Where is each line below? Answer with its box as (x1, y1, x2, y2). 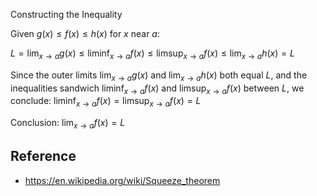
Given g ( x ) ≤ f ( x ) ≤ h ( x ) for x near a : (10, 28, 160, 39)
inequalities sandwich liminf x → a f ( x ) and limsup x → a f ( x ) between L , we (10, 82, 305, 96)
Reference (10, 148, 77, 165)
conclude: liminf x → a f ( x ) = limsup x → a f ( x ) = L (10, 95, 202, 109)
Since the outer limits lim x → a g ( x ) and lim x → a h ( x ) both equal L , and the (10, 69, 308, 83)
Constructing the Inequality (10, 9, 123, 20)
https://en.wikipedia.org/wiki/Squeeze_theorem (24, 174, 221, 186)
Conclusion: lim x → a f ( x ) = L (10, 117, 126, 131)
